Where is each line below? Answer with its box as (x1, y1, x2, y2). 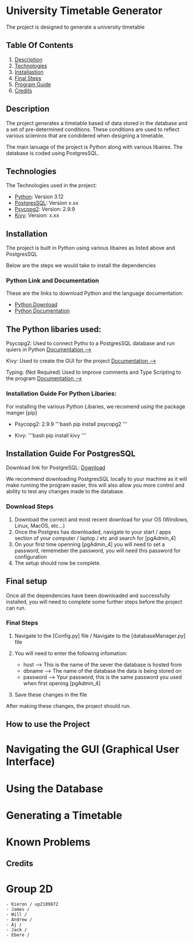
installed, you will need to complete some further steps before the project (6, 598, 182, 605)
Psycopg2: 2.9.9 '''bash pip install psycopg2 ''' (14, 420, 128, 428)
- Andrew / (6, 917, 33, 923)
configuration (14, 553, 47, 560)
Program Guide (14, 81, 51, 88)
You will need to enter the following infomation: (14, 649, 128, 656)
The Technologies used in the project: (6, 182, 97, 189)
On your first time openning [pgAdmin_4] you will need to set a (14, 541, 165, 548)
